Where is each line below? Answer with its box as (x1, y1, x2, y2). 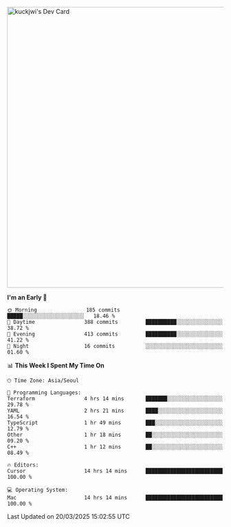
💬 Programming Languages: (7, 389, 81, 396)
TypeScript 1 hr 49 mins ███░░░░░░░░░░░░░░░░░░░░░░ (7, 420, 223, 426)
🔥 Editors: (7, 462, 39, 468)
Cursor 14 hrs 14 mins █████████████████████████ (7, 468, 223, 475)
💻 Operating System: (7, 486, 69, 493)
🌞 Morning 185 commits (7, 307, 120, 313)
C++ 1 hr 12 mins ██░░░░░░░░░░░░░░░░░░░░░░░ (7, 444, 223, 451)
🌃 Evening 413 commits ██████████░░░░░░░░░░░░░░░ (7, 331, 223, 338)
